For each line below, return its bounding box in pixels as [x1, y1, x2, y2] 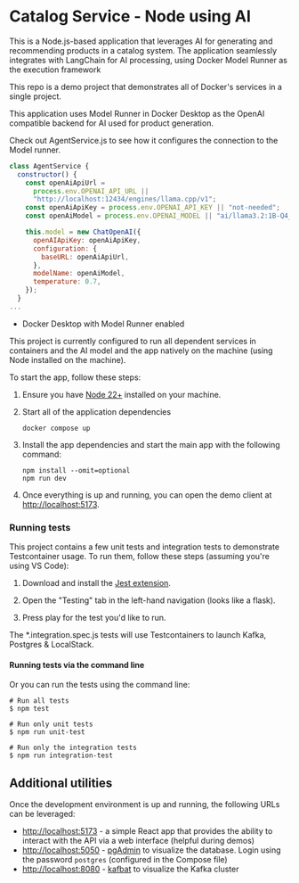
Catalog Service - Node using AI [9, 6, 252, 27]
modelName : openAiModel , [32, 269, 125, 278]
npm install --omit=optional [21, 466, 131, 475]
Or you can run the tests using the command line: [9, 680, 190, 690]
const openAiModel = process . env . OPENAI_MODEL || [25, 211, 214, 220]
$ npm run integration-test [9, 751, 114, 760]
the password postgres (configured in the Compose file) [21, 854, 229, 865]
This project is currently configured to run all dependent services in [9, 335, 256, 346]
